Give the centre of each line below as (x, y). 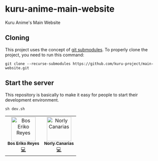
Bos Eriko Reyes (23, 143)
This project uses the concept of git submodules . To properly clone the (76, 49)
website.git (17, 68)
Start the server (30, 83)
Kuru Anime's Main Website (33, 22)
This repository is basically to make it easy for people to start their (71, 95)
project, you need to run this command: (45, 55)
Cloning (17, 38)
